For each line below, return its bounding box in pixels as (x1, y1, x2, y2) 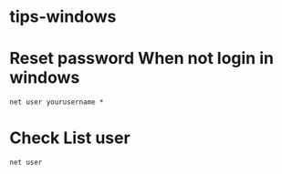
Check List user (9, 128, 131, 148)
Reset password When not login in (9, 48, 274, 69)
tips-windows (9, 6, 117, 27)
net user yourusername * (9, 97, 104, 107)
